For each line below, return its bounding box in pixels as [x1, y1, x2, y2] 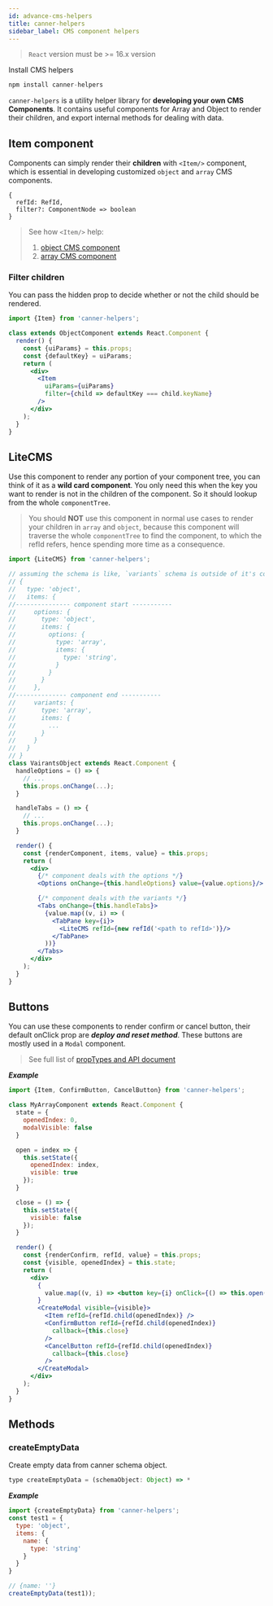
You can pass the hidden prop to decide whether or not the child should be [8, 290, 260, 300]
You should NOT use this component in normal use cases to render [28, 514, 253, 524]
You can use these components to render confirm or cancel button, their [8, 1021, 251, 1031]
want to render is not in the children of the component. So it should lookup [8, 489, 258, 499]
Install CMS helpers [8, 65, 74, 75]
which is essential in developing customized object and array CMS [8, 167, 233, 177]
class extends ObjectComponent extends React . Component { [8, 329, 209, 338]
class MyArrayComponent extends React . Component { [8, 1101, 184, 1109]
